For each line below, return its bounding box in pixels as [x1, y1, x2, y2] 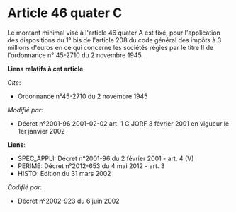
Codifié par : [7, 182, 43, 192]
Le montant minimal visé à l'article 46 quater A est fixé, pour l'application [7, 28, 221, 37]
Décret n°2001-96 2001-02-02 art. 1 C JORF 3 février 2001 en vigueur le [17, 119, 229, 128]
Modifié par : [7, 105, 44, 114]
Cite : [7, 78, 21, 86]
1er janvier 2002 [17, 126, 65, 135]
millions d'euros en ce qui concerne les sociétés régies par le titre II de [7, 43, 214, 52]
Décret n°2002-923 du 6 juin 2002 [17, 196, 120, 205]
